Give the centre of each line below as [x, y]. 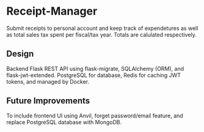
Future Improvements [48, 101]
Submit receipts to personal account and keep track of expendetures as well [102, 28]
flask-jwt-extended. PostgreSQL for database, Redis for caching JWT [94, 75]
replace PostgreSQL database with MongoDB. [64, 122]
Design [20, 54]
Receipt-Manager [52, 11]
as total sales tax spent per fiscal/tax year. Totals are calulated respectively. [101, 34]
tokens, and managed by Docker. [48, 81]
